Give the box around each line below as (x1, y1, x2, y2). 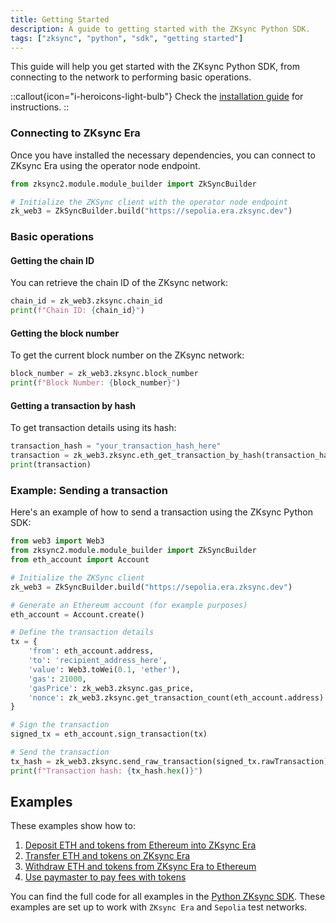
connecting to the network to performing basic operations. (10, 71, 252, 83)
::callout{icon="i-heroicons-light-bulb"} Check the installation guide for (10, 91, 304, 103)
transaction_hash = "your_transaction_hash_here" (10, 441, 222, 451)
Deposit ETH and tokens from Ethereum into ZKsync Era (24, 839, 257, 851)
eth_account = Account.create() (10, 609, 145, 620)
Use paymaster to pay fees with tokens (24, 871, 187, 883)
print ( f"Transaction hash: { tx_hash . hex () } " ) (10, 766, 203, 776)
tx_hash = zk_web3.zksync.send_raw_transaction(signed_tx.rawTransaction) (10, 756, 329, 766)
